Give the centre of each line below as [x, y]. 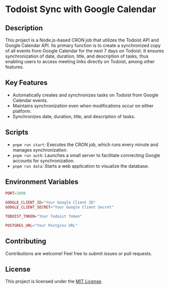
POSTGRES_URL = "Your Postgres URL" [42, 225]
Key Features [26, 83]
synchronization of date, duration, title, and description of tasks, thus [77, 56]
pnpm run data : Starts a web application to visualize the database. [81, 166]
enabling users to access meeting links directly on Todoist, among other [80, 61]
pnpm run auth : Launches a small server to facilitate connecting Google [86, 155]
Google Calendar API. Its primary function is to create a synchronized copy [83, 45]
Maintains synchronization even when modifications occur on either [83, 106]
